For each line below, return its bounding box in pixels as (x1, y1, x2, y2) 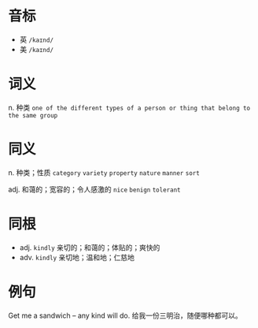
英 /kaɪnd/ (19, 35, 53, 44)
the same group (8, 111, 58, 119)
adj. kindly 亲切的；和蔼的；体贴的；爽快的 (19, 242, 160, 252)
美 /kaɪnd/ (19, 44, 53, 54)
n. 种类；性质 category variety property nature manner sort (8, 167, 201, 177)
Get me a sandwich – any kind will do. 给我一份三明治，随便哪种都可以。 (8, 311, 242, 320)
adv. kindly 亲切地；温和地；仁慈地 (19, 252, 135, 262)
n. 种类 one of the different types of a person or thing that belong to (8, 102, 251, 112)
